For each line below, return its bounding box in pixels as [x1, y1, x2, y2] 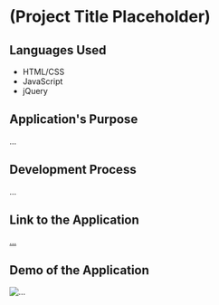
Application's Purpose [9, 111, 138, 128]
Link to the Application [9, 213, 140, 228]
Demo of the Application [9, 262, 149, 278]
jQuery [22, 86, 48, 96]
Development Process [9, 162, 138, 177]
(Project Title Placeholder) [9, 6, 211, 27]
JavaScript [22, 76, 63, 87]
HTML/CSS [22, 66, 65, 77]
